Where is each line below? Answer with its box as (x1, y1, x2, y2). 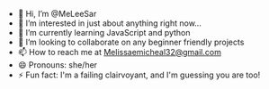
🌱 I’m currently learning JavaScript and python (17, 28, 191, 37)
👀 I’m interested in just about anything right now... (17, 18, 202, 28)
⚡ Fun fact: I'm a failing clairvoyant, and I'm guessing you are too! (17, 69, 261, 80)
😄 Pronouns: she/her (17, 60, 97, 70)
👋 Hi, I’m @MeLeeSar (17, 9, 97, 19)
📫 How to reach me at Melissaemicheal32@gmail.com (17, 47, 222, 57)
